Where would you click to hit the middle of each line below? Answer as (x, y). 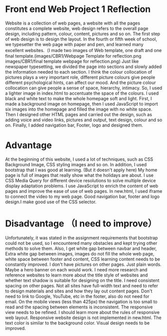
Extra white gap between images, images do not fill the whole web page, (80, 253)
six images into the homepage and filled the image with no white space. (79, 109)
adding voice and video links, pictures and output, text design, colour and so (84, 120)
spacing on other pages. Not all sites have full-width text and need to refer (82, 285)
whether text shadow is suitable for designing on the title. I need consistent (82, 280)
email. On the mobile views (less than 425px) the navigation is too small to (82, 301)
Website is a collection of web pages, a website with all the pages (73, 23)
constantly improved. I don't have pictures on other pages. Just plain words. (83, 264)
